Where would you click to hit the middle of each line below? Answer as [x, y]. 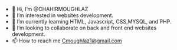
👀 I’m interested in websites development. [63, 15]
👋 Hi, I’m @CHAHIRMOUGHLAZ [50, 9]
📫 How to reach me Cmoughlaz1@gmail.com [67, 41]
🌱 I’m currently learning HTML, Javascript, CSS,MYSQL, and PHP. [91, 21]
